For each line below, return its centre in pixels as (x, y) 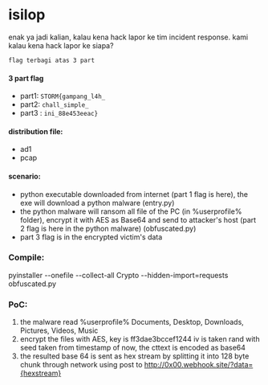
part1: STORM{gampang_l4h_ (63, 96)
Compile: (26, 257)
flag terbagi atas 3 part (51, 60)
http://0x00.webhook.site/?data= (199, 365)
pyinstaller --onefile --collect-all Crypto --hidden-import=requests (118, 275)
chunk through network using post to (81, 365)
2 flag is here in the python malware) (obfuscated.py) (108, 228)
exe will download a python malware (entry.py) (97, 203)
